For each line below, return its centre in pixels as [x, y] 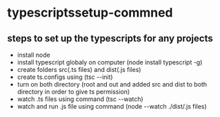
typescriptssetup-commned [90, 13]
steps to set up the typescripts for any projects [110, 38]
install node [33, 55]
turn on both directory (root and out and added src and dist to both [112, 84]
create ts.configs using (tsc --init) [65, 77]
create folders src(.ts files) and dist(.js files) [79, 70]
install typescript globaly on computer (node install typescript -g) [110, 62]
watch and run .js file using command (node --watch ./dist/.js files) [112, 106]
